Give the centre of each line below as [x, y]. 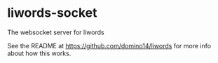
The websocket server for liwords [56, 32]
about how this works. [39, 53]
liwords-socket [52, 13]
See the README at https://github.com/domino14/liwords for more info [109, 45]
